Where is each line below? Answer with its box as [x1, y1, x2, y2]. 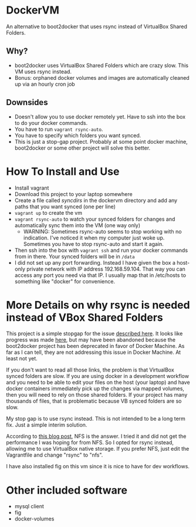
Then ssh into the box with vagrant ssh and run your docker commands [14, 246, 188, 254]
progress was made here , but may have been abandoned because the [6, 336, 176, 343]
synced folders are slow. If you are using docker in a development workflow [6, 373, 190, 380]
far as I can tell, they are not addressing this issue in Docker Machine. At [6, 349, 181, 356]
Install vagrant [14, 184, 49, 191]
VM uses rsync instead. [14, 68, 72, 75]
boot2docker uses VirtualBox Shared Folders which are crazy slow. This [14, 62, 189, 69]
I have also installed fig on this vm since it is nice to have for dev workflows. [6, 463, 190, 470]
